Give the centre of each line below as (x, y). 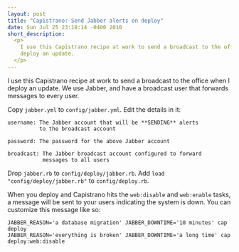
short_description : (36, 34)
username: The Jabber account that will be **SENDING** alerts (103, 122)
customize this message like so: (54, 209)
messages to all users (76, 160)
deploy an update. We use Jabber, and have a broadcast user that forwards (118, 88)
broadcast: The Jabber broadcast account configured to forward (105, 154)
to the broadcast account (77, 129)
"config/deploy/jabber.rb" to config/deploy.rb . (78, 180)
